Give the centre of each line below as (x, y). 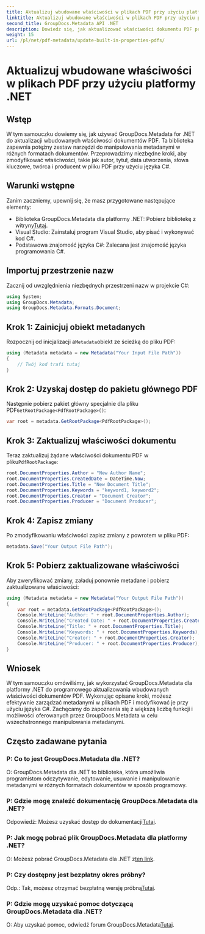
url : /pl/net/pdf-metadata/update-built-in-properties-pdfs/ (86, 40)
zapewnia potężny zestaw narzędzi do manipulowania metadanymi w (93, 147)
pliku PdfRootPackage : (32, 462)
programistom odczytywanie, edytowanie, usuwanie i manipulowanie (93, 779)
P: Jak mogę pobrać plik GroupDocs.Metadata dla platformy (97, 838)
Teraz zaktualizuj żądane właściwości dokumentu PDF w (77, 455)
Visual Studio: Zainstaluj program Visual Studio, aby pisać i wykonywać (104, 232)
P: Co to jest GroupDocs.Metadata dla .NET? (73, 758)
